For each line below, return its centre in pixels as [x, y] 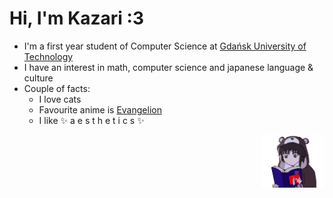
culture [38, 78]
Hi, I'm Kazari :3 [77, 18]
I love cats [60, 99]
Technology [48, 56]
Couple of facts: [57, 88]
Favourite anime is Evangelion [100, 109]
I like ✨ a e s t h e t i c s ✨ [91, 120]
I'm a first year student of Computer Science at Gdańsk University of [165, 46]
